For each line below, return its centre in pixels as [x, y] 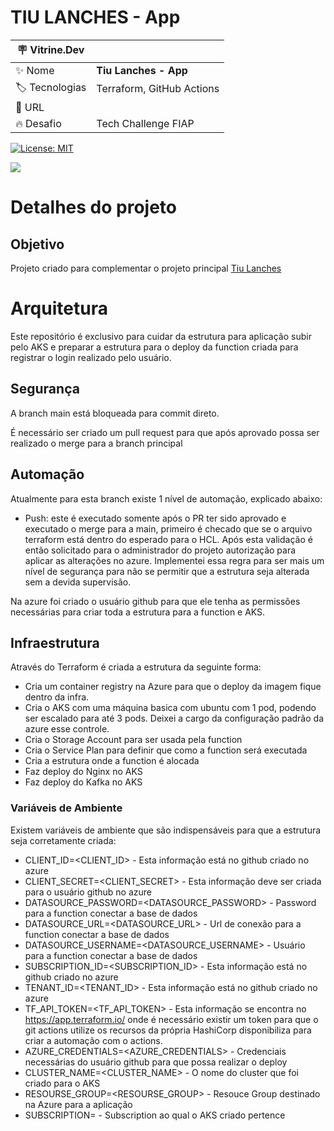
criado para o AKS [62, 1083]
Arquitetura [59, 308]
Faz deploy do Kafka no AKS [83, 782]
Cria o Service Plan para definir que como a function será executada [166, 750]
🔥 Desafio [38, 123]
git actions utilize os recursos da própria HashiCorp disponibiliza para [168, 1030]
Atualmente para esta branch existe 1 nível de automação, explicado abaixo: [166, 498]
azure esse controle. [67, 729]
